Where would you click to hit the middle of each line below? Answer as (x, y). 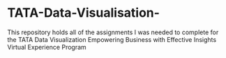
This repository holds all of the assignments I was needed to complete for (113, 32)
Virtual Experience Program (47, 47)
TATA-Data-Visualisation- (84, 13)
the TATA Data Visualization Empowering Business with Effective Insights (112, 39)
